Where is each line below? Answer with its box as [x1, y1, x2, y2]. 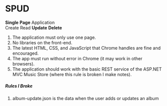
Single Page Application [5, 19, 55, 25]
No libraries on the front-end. [12, 39, 73, 45]
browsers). [12, 61, 35, 67]
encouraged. [12, 50, 39, 56]
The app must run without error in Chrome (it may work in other [12, 55, 143, 61]
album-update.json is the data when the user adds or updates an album [12, 95, 159, 101]
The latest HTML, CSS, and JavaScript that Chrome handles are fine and [12, 45, 161, 51]
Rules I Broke [5, 83, 33, 89]
